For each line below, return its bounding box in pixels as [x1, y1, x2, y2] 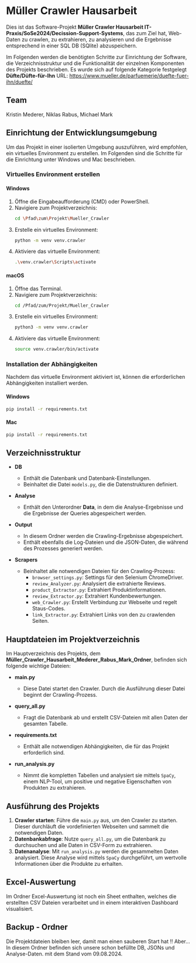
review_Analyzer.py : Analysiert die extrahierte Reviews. [32, 580, 166, 587]
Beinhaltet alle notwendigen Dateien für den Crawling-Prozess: [23, 568, 176, 575]
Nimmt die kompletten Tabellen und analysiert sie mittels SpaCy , [23, 772, 176, 779]
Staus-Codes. [32, 605, 66, 612]
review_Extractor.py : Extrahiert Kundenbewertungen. [32, 592, 162, 599]
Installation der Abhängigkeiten [6, 360, 98, 368]
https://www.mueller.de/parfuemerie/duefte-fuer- [69, 72, 189, 79]
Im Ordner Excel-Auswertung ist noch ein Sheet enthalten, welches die [6, 893, 177, 900]
